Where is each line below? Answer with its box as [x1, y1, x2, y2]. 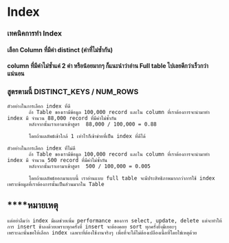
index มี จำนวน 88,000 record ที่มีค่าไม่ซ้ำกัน [7, 115, 117, 121]
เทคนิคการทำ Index [7, 29, 63, 38]
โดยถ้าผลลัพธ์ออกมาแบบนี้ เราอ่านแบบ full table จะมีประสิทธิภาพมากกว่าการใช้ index [28, 174, 215, 182]
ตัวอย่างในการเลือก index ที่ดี [7, 102, 71, 110]
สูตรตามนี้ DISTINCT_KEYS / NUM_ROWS [7, 87, 139, 97]
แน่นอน [7, 69, 25, 78]
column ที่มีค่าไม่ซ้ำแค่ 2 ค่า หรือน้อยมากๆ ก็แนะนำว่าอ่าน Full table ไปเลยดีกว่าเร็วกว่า [7, 62, 208, 70]
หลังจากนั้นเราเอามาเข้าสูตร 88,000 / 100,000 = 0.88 [28, 121, 157, 128]
